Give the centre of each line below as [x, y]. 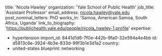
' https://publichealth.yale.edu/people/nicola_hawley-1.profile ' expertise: [78, 28]
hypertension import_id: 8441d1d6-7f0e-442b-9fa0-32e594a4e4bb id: [85, 38]
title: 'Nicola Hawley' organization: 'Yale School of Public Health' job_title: [80, 7]
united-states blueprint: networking [49, 48]
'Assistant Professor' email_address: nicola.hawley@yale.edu [67, 12]
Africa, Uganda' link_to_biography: [40, 23]
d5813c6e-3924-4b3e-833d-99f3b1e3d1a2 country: [66, 43]
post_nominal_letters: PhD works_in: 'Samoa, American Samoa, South [76, 18]
